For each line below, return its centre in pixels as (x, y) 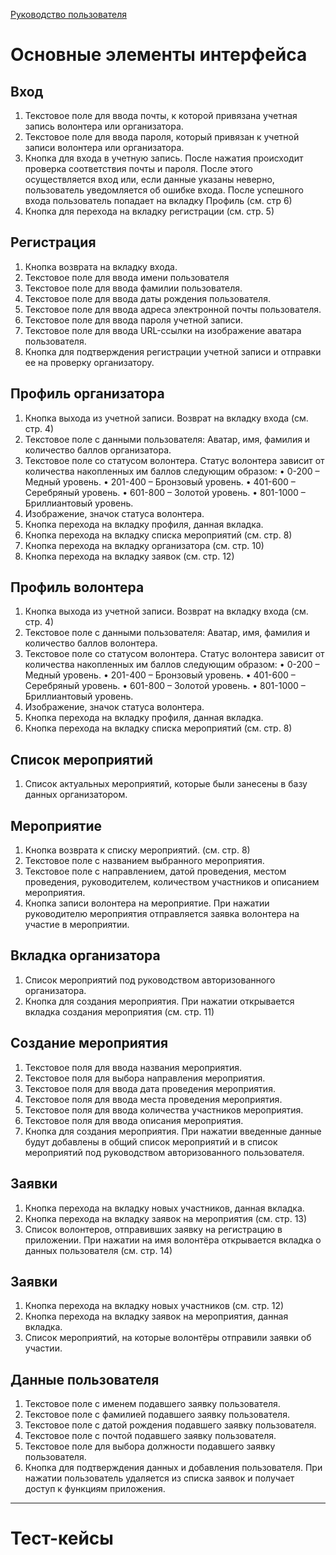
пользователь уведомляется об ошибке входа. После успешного (164, 190)
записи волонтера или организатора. (104, 147)
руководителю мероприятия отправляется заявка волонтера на (162, 914)
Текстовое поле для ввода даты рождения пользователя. (147, 298)
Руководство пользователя (68, 14)
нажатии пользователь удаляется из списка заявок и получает (159, 1478)
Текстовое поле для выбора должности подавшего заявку (150, 1446)
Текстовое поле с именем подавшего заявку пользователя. (152, 1404)
